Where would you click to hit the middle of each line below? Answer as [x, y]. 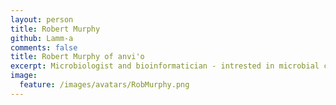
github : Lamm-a [42, 38]
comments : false [44, 47]
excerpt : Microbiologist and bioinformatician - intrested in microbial [165, 66]
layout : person [42, 19]
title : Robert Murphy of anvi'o [77, 57]
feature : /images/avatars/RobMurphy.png [104, 85]
